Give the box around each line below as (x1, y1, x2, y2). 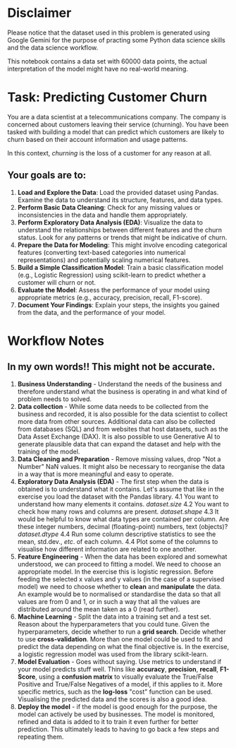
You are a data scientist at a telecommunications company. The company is (7, 112, 227, 121)
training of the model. (17, 447, 80, 456)
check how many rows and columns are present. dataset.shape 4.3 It (17, 507, 219, 516)
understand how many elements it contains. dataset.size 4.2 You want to (17, 499, 229, 508)
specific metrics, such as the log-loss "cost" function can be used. (17, 687, 213, 696)
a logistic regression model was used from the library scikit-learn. (17, 650, 209, 658)
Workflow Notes (7, 333, 104, 349)
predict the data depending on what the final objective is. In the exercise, (17, 642, 230, 651)
